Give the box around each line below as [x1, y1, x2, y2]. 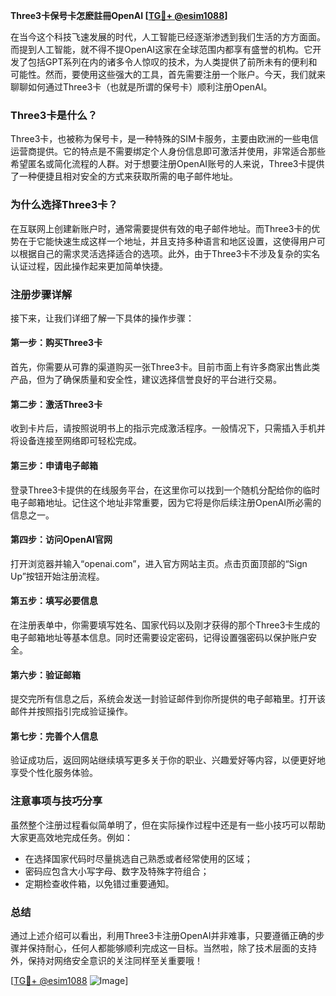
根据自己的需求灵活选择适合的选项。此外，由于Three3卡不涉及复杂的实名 [18, 247, 321, 259]
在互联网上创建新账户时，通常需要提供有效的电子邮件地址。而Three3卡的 [10, 222, 312, 234]
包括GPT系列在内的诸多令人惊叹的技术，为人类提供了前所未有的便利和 [27, 56, 318, 68]
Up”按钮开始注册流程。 [10, 570, 105, 582]
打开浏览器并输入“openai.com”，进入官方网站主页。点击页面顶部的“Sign [10, 557, 308, 569]
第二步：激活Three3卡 [10, 398, 103, 410]
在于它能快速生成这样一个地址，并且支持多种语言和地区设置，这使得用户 [18, 235, 317, 247]
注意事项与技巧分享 [10, 794, 103, 808]
